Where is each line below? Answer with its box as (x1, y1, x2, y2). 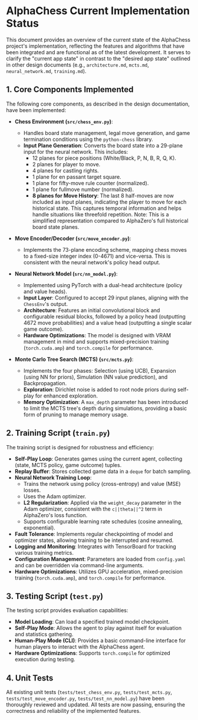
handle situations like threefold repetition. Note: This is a (32, 211, 169, 218)
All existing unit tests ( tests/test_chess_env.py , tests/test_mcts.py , (6, 689, 173, 696)
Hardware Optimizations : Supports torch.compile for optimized (14, 650, 171, 657)
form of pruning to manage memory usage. (23, 411, 128, 418)
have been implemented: (6, 106, 67, 113)
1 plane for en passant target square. (32, 173, 122, 180)
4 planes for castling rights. (32, 167, 99, 174)
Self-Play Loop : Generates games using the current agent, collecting (14, 455, 183, 462)
